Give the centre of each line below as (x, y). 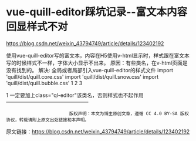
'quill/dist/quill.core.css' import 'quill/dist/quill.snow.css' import (82, 76)
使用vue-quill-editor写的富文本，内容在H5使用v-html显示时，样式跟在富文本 (98, 55)
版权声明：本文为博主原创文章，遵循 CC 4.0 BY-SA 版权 (129, 113)
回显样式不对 (37, 27)
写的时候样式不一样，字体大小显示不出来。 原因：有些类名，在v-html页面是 (97, 63)
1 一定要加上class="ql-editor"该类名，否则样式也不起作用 (75, 95)
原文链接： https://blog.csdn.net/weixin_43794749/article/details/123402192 (98, 131)
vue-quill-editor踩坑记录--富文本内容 (97, 12)
